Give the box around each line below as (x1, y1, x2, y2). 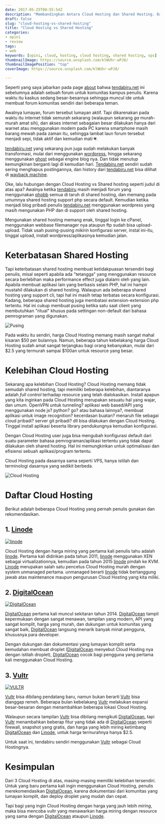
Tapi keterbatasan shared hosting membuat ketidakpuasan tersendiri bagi (5, 266, 154, 272)
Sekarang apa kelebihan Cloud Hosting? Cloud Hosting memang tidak (5, 381, 146, 387)
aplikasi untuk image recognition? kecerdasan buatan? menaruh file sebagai (5, 412, 159, 418)
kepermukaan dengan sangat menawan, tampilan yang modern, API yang (5, 616, 154, 622)
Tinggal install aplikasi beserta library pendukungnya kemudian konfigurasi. (5, 423, 158, 429)
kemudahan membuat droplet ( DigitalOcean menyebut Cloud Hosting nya (5, 647, 154, 652)
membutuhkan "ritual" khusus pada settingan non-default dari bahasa (5, 308, 146, 314)
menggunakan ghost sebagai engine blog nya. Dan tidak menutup (5, 156, 138, 162)
